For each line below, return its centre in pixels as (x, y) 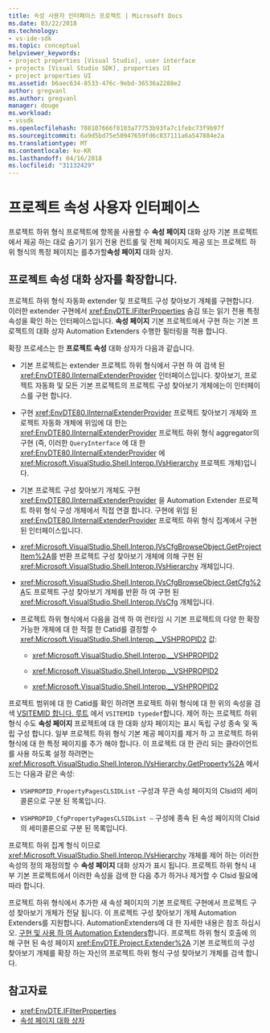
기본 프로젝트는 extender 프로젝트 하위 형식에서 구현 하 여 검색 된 (122, 365)
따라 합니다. (27, 885)
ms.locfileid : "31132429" (51, 166)
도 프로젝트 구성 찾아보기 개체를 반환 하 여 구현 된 (102, 591)
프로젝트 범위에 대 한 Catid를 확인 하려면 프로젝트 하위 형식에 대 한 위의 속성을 (131, 703)
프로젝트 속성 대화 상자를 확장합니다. (93, 280)
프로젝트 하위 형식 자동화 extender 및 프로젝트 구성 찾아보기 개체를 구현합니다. (131, 301)
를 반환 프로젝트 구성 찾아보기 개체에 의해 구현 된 (127, 556)
